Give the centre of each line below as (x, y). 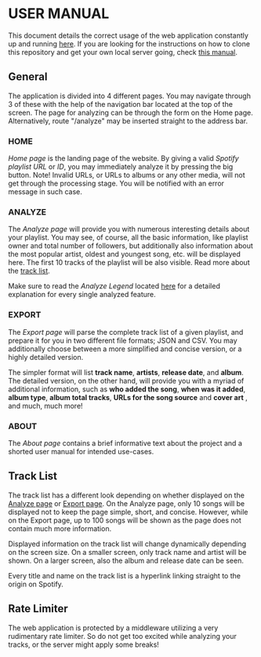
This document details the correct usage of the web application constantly (129, 35)
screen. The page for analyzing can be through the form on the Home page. (130, 112)
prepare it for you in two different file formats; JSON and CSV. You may (123, 340)
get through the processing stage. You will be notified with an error (116, 184)
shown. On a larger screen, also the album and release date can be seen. (126, 560)
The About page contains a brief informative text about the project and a (125, 443)
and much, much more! (46, 406)
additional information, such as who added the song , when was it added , (127, 389)
